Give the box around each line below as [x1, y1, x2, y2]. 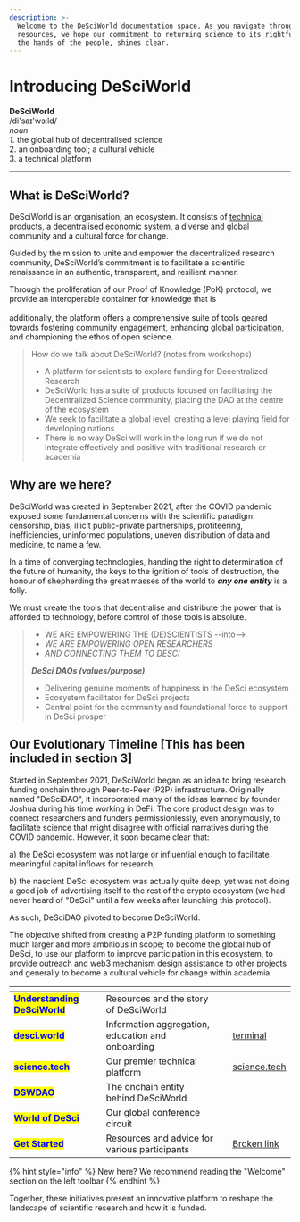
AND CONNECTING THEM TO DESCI [44, 648, 180, 658]
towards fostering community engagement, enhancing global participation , [9, 322, 284, 332]
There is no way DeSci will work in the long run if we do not [44, 432, 263, 443]
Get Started [13, 1137, 64, 1150]
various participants [105, 1142, 190, 1155]
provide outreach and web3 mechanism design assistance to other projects [9, 958, 287, 968]
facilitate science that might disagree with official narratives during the [9, 822, 269, 833]
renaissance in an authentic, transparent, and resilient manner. [9, 267, 239, 277]
